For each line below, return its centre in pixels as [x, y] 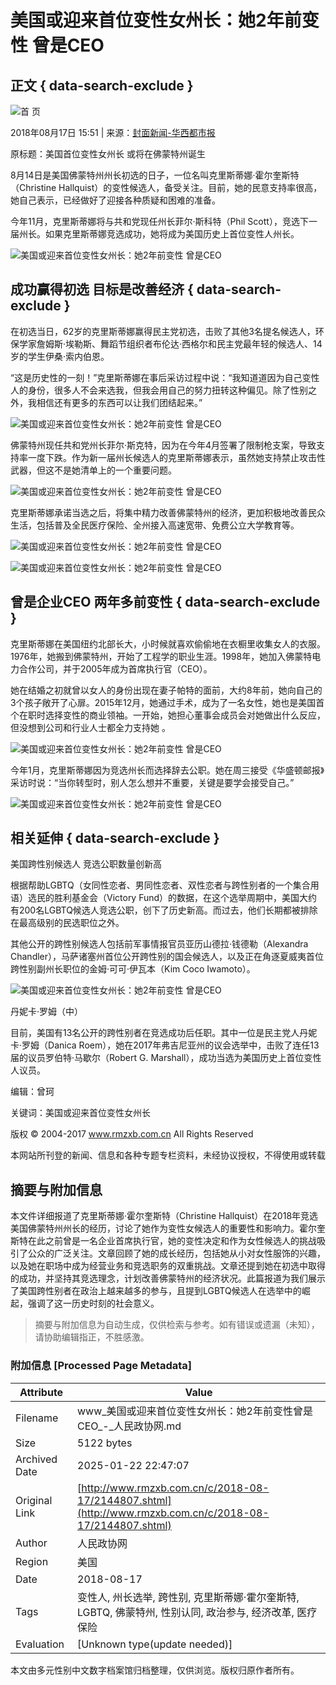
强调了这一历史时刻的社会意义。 [93, 1303]
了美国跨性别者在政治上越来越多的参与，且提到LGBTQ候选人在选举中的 [156, 1291]
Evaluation [40, 1644]
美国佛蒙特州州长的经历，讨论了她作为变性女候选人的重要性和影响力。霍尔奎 [168, 1228]
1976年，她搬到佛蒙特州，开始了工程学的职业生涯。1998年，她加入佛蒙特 [161, 656]
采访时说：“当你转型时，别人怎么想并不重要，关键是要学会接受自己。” [152, 782]
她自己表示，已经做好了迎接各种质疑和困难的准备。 [115, 200]
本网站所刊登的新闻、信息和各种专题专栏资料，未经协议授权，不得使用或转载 [168, 1155]
